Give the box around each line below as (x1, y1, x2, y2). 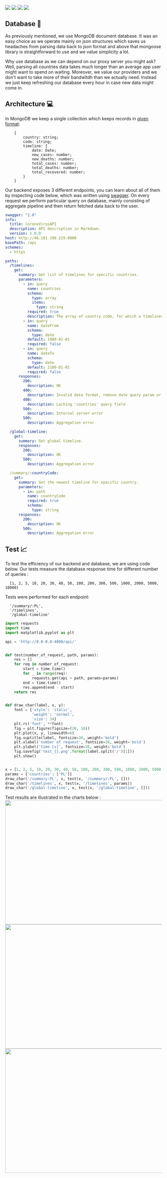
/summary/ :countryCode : (9, 470, 59, 475)
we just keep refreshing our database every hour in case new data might (5, 80, 154, 86)
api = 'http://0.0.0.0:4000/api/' (5, 639, 77, 644)
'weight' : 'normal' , (31, 712, 75, 717)
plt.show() (14, 754, 37, 759)
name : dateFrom (27, 323, 59, 328)
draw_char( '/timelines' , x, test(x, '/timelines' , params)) (5, 781, 133, 786)
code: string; (23, 139, 52, 144)
